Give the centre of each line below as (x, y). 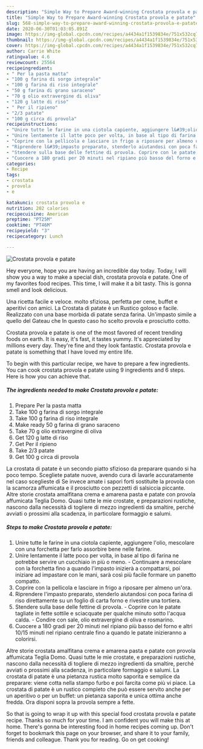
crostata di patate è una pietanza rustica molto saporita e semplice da (93, 676)
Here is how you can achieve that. (49, 376)
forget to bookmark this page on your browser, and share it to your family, (98, 733)
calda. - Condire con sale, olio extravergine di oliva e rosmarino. (95, 620)
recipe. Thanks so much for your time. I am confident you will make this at (98, 720)
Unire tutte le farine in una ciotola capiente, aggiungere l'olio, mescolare (105, 542)
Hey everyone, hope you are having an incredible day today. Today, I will (96, 270)
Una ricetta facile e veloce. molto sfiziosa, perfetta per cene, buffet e (92, 301)
